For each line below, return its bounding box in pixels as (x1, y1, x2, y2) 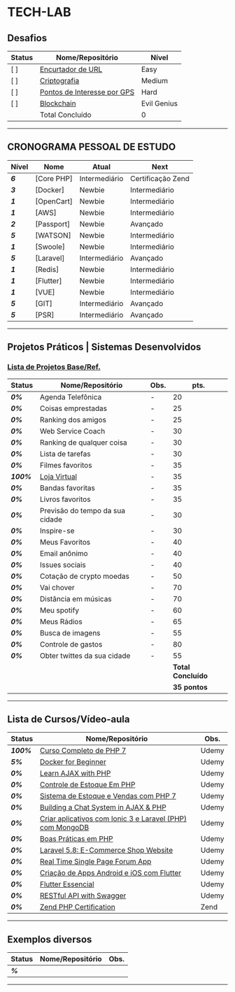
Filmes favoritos (39, 460, 92, 470)
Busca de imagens (39, 628, 101, 638)
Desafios (7, 32, 48, 44)
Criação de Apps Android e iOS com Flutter (39, 868, 182, 878)
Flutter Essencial (39, 879, 94, 889)
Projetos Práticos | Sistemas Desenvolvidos (7, 341, 201, 353)
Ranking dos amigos (39, 415, 107, 424)
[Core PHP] (34, 173, 73, 183)
